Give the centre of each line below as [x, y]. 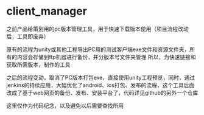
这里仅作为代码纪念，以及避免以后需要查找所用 [65, 105]
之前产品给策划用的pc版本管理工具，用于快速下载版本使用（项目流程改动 [97, 29]
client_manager [47, 11]
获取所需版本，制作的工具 [38, 64]
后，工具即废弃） [28, 36]
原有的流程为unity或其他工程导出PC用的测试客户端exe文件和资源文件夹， [98, 49]
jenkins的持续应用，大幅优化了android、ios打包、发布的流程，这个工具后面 [100, 85]
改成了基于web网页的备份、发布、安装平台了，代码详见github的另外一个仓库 [102, 92]
